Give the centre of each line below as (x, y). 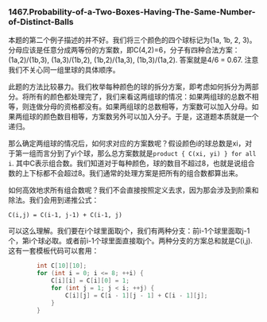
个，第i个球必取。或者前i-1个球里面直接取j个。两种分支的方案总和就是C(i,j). (130, 241)
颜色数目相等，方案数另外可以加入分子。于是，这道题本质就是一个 (151, 117)
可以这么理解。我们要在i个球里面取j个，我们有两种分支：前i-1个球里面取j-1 (129, 231)
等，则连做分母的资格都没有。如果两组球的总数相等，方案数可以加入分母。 (130, 107)
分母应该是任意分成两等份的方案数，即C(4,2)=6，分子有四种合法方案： (124, 50)
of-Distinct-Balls (41, 21)
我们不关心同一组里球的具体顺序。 (64, 70)
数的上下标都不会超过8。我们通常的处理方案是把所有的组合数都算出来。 (125, 173)
